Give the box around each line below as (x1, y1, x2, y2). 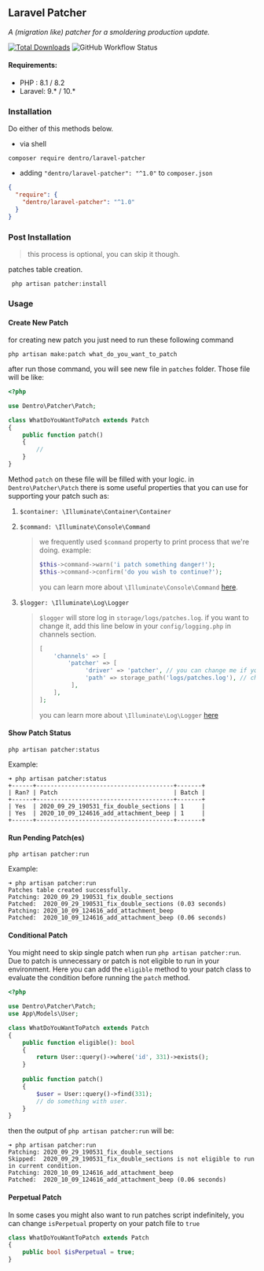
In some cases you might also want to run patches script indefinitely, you (8, 1210, 245, 1220)
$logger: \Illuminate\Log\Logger (19, 599, 130, 607)
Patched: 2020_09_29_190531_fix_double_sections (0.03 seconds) (8, 900, 226, 909)
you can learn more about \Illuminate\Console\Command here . (38, 582, 238, 592)
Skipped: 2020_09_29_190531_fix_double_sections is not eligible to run (8, 1155, 255, 1163)
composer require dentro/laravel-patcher (8, 154, 146, 162)
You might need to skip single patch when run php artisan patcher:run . (8, 948, 241, 957)
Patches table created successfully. (8, 886, 132, 894)
